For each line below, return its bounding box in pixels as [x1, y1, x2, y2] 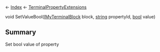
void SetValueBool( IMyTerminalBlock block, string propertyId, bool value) [5, 14, 156, 19]
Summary [5, 28, 36, 37]
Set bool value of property [5, 41, 59, 47]
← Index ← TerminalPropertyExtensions [5, 4, 87, 10]
